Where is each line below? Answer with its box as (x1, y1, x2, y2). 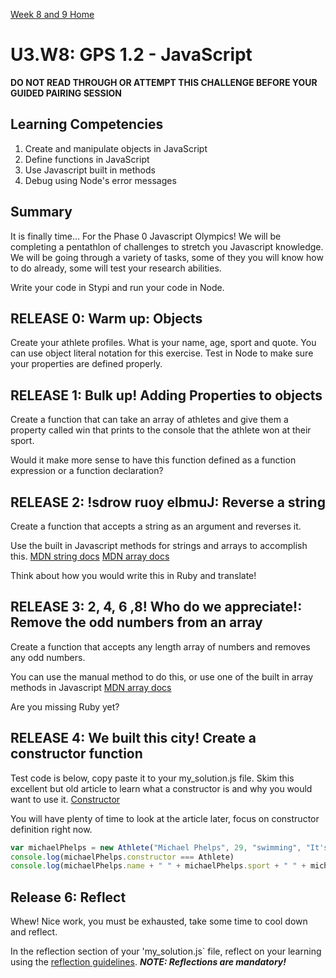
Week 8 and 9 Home (10, 9, 95, 20)
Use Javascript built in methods (24, 164, 156, 176)
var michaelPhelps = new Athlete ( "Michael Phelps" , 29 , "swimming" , (10, 842, 302, 853)
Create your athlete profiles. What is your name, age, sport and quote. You (10, 337, 317, 349)
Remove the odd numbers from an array (10, 614, 263, 631)
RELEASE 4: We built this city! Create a (10, 730, 257, 747)
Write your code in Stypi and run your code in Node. (10, 281, 225, 293)
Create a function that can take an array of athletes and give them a (10, 414, 289, 426)
